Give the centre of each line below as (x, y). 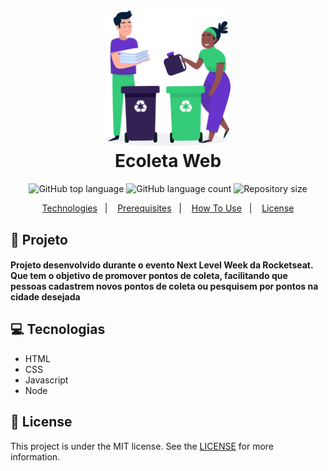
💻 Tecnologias (58, 329)
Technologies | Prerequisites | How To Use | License (168, 208)
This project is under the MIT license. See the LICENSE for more (142, 446)
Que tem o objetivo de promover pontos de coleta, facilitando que (149, 276)
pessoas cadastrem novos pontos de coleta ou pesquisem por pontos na (164, 286)
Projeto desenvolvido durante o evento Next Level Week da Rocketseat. (162, 265)
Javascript (46, 380)
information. (35, 456)
